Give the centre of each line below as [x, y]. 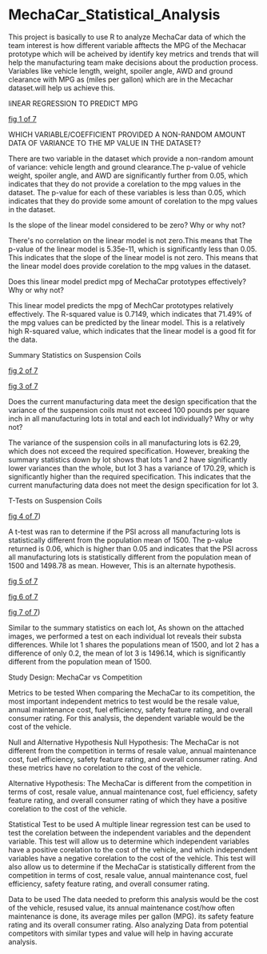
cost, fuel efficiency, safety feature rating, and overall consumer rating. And [133, 759]
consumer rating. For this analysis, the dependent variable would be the [127, 718]
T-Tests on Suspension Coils [55, 500]
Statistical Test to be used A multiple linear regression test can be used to [130, 824]
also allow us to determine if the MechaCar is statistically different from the [132, 867]
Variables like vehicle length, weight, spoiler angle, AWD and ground [121, 70]
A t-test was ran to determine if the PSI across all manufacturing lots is [125, 531]
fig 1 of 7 [23, 118]
